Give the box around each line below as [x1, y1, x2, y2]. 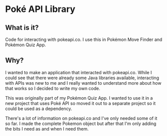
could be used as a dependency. [5, 106, 72, 112]
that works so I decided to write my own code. [5, 85, 101, 91]
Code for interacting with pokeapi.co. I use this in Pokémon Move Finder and [5, 36, 163, 42]
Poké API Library [5, 3, 76, 15]
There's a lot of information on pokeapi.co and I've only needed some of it [5, 115, 158, 121]
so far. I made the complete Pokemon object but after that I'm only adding [5, 121, 157, 127]
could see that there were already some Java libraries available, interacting [5, 75, 160, 81]
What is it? [5, 23, 39, 32]
